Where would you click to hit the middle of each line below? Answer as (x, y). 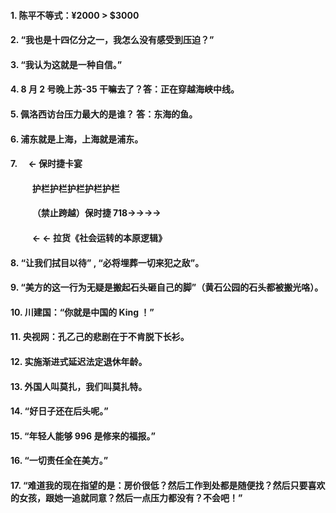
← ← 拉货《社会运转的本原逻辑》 (99, 237)
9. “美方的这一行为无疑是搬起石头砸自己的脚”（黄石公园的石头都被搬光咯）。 (167, 287)
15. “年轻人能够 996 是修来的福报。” (83, 436)
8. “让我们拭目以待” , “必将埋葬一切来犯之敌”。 (107, 262)
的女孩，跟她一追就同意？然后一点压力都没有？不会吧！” (126, 497)
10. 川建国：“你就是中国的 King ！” (82, 312)
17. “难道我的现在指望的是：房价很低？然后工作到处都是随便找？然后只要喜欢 (168, 485)
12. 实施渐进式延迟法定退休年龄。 (79, 361)
